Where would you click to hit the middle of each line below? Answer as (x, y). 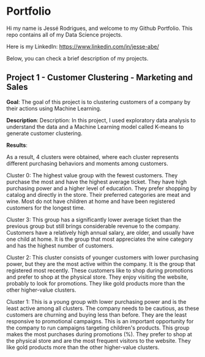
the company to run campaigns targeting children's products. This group (98, 328)
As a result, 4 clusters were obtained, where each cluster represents (93, 156)
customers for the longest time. (46, 208)
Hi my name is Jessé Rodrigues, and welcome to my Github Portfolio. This (99, 28)
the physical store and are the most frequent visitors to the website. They (99, 340)
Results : (17, 145)
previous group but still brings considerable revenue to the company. (93, 226)
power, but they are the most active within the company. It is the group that (101, 263)
